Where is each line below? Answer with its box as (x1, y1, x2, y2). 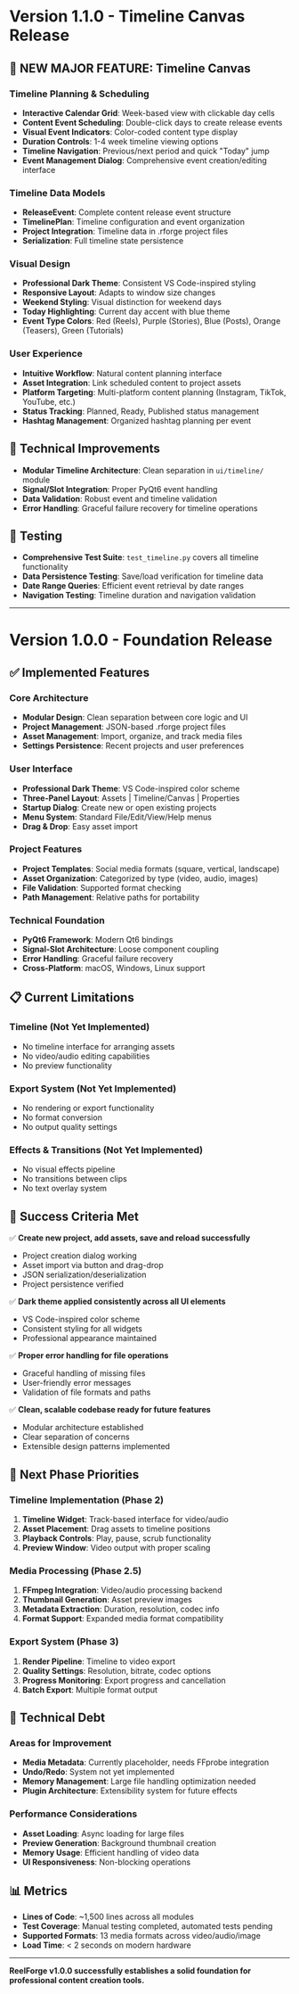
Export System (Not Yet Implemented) (9, 1082, 177, 1094)
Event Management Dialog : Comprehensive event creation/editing (21, 154, 267, 166)
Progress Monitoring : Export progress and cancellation (21, 1675, 227, 1685)
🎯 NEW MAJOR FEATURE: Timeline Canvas (9, 61, 251, 76)
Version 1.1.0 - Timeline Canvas (9, 6, 246, 27)
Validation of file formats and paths (21, 1387, 151, 1397)
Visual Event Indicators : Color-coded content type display (21, 127, 238, 137)
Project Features (9, 843, 83, 855)
